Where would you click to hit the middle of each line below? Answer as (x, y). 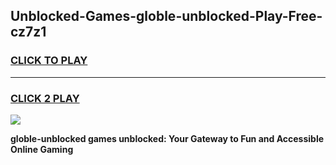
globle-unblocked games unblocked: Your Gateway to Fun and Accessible (167, 138)
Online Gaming (42, 149)
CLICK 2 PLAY (45, 98)
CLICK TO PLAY (49, 61)
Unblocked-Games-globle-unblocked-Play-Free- (166, 16)
